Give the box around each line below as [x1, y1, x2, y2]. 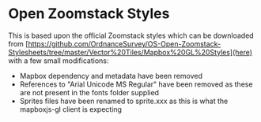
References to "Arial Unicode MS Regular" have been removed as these [19, 79, 253, 89]
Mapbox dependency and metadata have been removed [19, 71, 203, 80]
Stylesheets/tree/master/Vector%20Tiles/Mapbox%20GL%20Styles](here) [8, 47, 253, 57]
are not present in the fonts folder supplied [19, 87, 160, 97]
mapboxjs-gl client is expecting [19, 104, 123, 114]
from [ [8, 39, 28, 48]
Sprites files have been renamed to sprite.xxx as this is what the [19, 96, 229, 105]
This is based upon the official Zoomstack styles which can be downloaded [8, 31, 255, 40]
